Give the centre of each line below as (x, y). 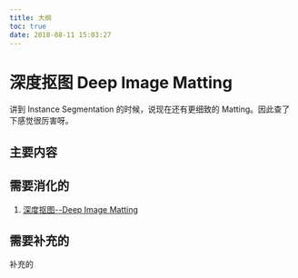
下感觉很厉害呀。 (41, 121)
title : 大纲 (30, 18)
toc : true (28, 26)
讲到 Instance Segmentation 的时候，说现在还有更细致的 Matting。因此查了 (150, 109)
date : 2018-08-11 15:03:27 (60, 35)
